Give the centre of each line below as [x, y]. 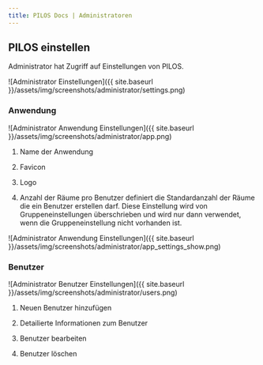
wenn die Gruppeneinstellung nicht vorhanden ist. [101, 223]
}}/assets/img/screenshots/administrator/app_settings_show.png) [115, 246]
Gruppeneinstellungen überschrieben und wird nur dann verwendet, [130, 214]
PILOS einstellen [49, 48]
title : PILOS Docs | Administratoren [70, 15]
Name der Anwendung [56, 152]
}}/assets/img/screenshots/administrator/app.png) [90, 136]
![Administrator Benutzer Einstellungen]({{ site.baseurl [96, 284]
